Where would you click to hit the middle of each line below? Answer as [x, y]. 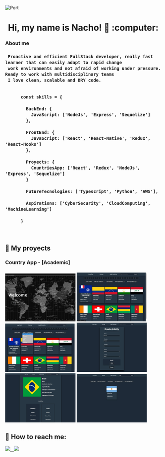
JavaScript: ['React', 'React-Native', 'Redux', [91, 138]
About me [17, 43]
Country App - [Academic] [38, 263]
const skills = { [42, 97]
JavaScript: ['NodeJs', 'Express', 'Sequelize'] [91, 115]
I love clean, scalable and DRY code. [55, 80]
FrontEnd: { [40, 133]
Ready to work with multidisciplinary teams [60, 74]
